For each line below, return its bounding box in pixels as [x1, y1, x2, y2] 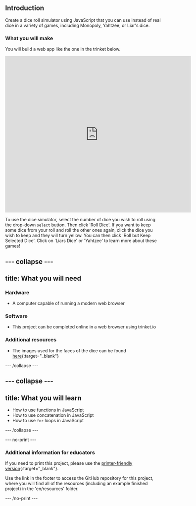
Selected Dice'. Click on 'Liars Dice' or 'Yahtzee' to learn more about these [5, 238, 157, 244]
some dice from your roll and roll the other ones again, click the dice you [5, 227, 153, 233]
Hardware [5, 289, 30, 296]
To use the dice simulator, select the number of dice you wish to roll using [5, 217, 156, 223]
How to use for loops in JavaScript [12, 417, 84, 423]
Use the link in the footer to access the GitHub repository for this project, [5, 475, 153, 481]
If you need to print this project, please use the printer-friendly [5, 460, 133, 466]
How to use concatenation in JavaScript [12, 412, 94, 418]
